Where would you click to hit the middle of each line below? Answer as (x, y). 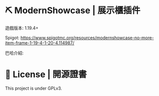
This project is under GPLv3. (34, 88)
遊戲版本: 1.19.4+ (22, 28)
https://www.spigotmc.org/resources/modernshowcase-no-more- (87, 38)
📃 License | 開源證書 (46, 75)
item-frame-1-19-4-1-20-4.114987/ (40, 43)
